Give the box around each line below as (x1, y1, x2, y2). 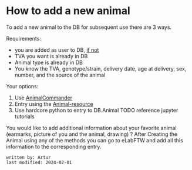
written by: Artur (6, 154, 51, 160)
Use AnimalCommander (14, 94, 72, 101)
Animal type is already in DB (14, 59, 83, 66)
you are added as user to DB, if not (14, 46, 99, 54)
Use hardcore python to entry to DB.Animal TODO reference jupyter (14, 106, 178, 114)
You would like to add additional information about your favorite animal (6, 124, 177, 131)
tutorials (14, 113, 35, 120)
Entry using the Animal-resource (14, 100, 93, 107)
